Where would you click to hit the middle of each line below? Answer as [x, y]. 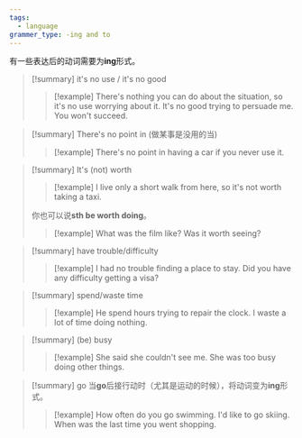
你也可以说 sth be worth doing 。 [91, 215]
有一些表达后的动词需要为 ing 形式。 [75, 61]
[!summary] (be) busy [72, 340]
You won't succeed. [91, 116]
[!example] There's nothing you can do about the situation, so [168, 96]
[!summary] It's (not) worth [82, 170]
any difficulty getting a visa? [106, 278]
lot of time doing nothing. [101, 323]
